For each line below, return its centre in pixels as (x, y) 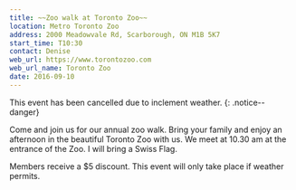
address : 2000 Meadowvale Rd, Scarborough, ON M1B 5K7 (115, 34)
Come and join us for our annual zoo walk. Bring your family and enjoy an (146, 129)
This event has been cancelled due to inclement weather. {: (120, 102)
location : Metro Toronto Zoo (64, 26)
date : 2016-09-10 (42, 77)
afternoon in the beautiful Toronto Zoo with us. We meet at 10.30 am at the (148, 139)
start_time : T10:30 (46, 43)
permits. (25, 176)
